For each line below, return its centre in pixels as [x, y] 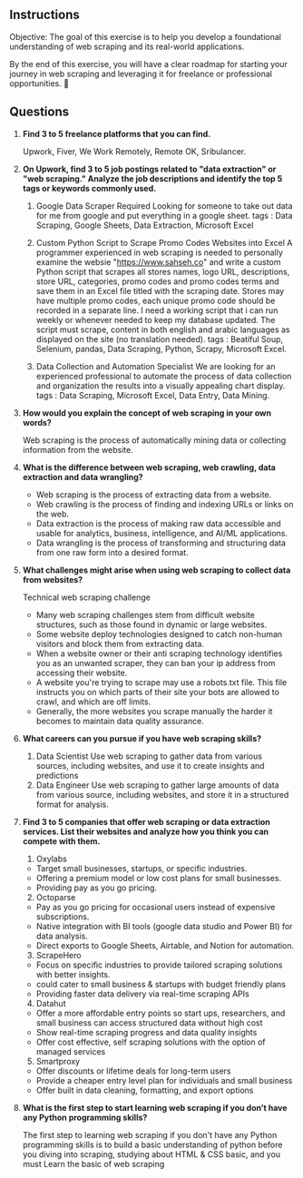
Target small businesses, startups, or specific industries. [142, 868]
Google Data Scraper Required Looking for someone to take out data [164, 206]
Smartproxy [58, 1061]
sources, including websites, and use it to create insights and [150, 765]
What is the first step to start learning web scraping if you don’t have [155, 1107]
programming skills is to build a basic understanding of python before [152, 1144]
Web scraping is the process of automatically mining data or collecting [154, 440]
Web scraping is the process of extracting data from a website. [154, 495]
